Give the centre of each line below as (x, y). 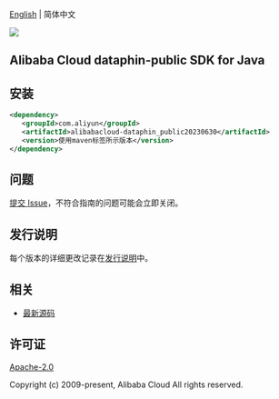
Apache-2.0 (32, 366)
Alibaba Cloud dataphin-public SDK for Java (137, 60)
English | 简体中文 (43, 14)
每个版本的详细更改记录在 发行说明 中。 (81, 258)
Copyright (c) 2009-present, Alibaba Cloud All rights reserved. (126, 384)
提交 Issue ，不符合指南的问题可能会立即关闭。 (96, 203)
